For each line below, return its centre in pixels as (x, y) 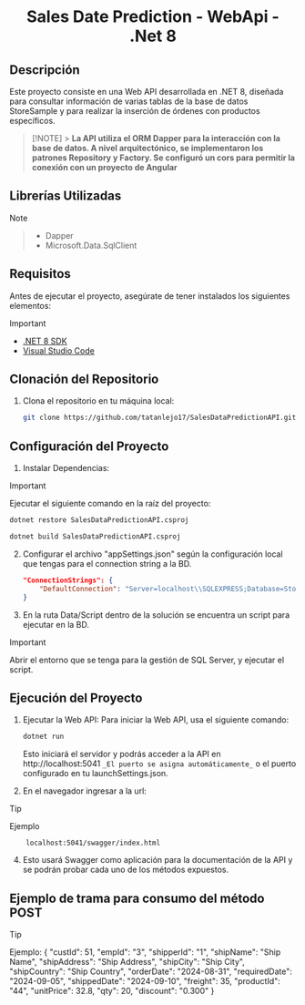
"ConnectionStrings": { (68, 580)
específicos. (33, 121)
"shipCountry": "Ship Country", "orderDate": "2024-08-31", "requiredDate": (151, 971)
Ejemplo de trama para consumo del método (137, 898)
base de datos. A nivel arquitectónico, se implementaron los (147, 148)
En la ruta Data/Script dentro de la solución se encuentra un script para (156, 615)
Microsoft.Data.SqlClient (91, 245)
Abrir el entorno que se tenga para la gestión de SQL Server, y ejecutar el (147, 660)
